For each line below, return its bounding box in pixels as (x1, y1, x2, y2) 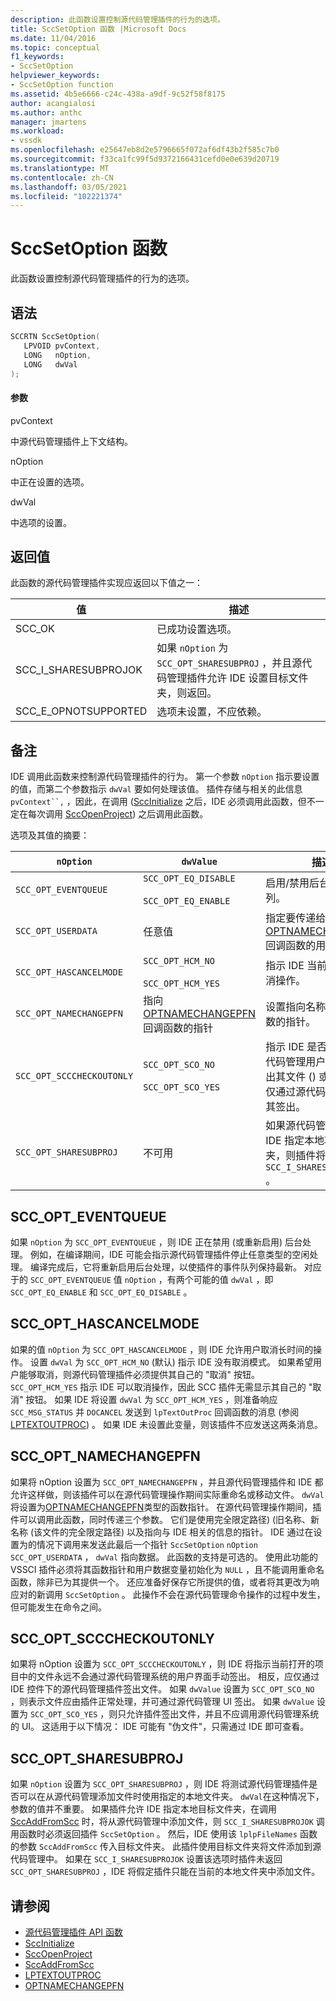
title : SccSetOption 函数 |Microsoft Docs (10, 24, 187, 34)
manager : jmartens (10, 117, 87, 127)
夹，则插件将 (265, 1149, 327, 1163)
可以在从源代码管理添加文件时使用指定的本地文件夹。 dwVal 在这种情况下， (18, 1791, 325, 1803)
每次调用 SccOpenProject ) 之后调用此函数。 (27, 808, 209, 820)
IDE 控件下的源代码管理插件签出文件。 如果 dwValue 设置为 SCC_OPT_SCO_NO (10, 1683, 315, 1695)
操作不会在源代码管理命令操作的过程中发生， (141, 1588, 326, 1600)
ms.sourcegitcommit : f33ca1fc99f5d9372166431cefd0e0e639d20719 (10, 154, 280, 164)
